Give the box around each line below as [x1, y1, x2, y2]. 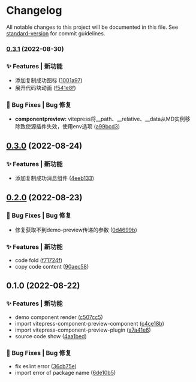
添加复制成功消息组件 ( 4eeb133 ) [14, 175, 95, 182]
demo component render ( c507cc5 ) [14, 313, 103, 321]
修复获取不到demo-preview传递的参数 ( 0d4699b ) [14, 226, 137, 233]
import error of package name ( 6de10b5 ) [14, 369, 116, 377]
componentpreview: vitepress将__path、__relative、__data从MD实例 [14, 115, 185, 123]
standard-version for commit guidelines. [6, 29, 105, 37]
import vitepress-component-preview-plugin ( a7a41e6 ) [14, 326, 151, 333]
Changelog [6, 4, 62, 17]
